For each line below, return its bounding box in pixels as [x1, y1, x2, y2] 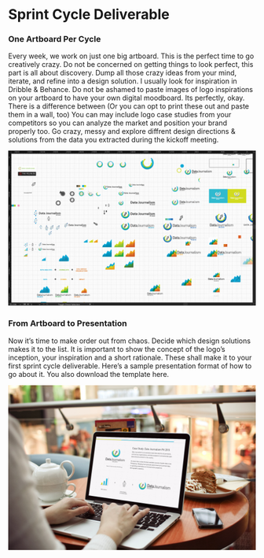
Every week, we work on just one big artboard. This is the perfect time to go [8, 51, 255, 61]
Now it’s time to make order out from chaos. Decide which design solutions [8, 336, 251, 346]
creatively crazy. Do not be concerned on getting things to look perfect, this [8, 60, 254, 69]
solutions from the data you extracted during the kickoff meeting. [8, 135, 219, 145]
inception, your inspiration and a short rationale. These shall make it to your [8, 353, 252, 362]
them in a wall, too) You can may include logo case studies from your [8, 110, 232, 120]
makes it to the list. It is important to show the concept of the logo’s [8, 344, 225, 353]
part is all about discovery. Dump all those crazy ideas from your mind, [8, 68, 237, 78]
